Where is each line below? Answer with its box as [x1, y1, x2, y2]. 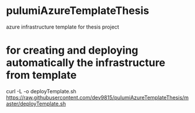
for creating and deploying [6, 44, 139, 57]
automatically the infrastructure [6, 57, 166, 69]
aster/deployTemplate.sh [6, 100, 66, 107]
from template [6, 69, 77, 82]
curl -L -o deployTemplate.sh [6, 87, 76, 94]
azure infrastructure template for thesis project [6, 23, 119, 30]
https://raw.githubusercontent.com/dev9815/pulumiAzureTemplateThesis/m [6, 94, 189, 101]
